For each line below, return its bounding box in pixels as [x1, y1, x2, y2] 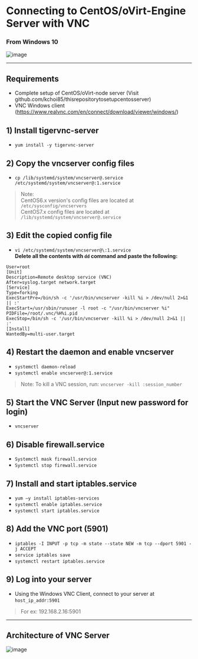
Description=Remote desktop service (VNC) [6, 274, 112, 280]
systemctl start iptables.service [14, 508, 100, 514]
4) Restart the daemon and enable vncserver [6, 347, 174, 357]
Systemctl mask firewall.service [14, 456, 97, 462]
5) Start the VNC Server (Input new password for [6, 397, 189, 407]
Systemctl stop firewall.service [14, 462, 97, 469]
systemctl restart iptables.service [14, 558, 105, 565]
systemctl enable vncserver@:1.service [14, 370, 113, 376]
